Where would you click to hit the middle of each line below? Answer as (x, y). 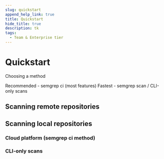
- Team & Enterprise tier (37, 38)
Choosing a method (25, 76)
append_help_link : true (30, 14)
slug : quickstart (23, 10)
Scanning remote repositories (52, 107)
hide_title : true (23, 24)
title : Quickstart (24, 19)
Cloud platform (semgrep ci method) (50, 138)
